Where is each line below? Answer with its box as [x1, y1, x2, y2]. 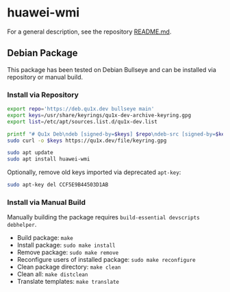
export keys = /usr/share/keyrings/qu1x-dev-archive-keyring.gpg [7, 112, 192, 119]
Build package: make [16, 234, 73, 242]
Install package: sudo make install [16, 241, 116, 250]
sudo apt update [7, 149, 53, 156]
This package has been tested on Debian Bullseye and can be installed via [7, 65, 217, 73]
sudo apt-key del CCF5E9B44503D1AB [7, 182, 109, 188]
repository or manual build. [7, 73, 84, 81]
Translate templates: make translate [16, 278, 120, 286]
